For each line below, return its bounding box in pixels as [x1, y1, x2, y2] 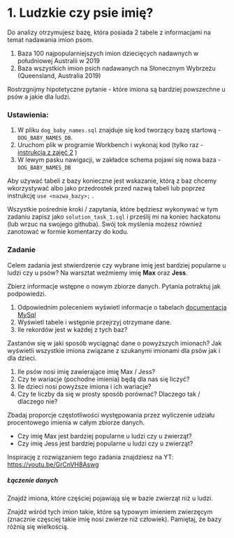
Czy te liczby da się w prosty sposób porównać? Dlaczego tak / [17, 389, 200, 398]
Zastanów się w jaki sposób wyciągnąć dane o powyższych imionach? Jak [7, 338, 222, 347]
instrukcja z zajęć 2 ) [17, 149, 78, 157]
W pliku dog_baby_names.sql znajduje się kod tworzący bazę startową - [17, 126, 221, 134]
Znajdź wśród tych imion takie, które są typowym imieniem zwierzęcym [7, 507, 213, 516]
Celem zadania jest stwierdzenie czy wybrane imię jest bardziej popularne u [7, 261, 226, 269]
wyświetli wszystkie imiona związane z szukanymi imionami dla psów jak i [7, 346, 221, 354]
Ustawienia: [7, 110, 49, 120]
